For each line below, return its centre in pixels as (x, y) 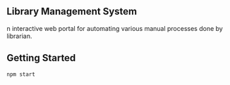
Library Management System (72, 12)
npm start (21, 74)
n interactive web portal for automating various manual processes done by (115, 28)
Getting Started (41, 58)
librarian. (19, 36)
